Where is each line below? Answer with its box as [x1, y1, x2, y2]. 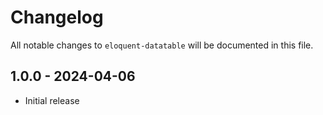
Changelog [10, 6, 104, 29]
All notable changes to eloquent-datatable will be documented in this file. [10, 39, 314, 51]
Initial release [24, 94, 80, 106]
